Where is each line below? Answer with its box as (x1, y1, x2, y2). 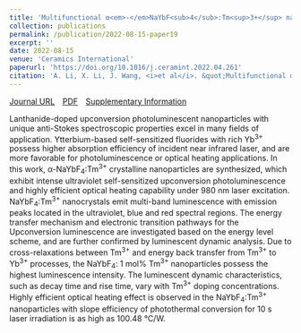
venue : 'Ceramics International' (9, 55, 134, 64)
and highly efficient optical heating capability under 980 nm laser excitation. (9, 184, 290, 195)
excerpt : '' (9, 38, 54, 47)
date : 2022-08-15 (9, 47, 74, 55)
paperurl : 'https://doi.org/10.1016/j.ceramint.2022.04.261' (9, 64, 243, 73)
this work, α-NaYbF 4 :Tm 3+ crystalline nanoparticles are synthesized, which (9, 162, 288, 176)
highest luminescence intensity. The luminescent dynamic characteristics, (9, 269, 282, 280)
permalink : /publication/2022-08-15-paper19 (9, 30, 178, 38)
